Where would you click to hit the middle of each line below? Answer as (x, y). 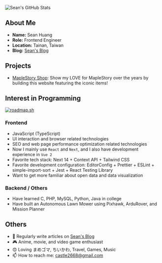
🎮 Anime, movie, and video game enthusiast (57, 242)
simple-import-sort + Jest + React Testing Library (62, 170)
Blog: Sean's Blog (30, 50)
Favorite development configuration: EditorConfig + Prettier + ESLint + (83, 165)
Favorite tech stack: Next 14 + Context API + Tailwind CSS (71, 159)
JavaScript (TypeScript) (36, 133)
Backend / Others (26, 188)
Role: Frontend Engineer (37, 40)
